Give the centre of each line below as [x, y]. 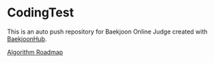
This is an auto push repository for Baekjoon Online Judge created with [107, 32]
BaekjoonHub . [27, 38]
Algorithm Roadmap [35, 52]
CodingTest [40, 13]
